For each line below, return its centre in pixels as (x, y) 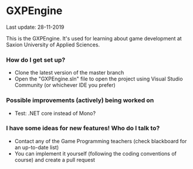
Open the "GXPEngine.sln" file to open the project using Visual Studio (99, 79)
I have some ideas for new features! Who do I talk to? (83, 129)
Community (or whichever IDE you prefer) (65, 85)
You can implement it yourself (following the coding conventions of (96, 153)
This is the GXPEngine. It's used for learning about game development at (94, 38)
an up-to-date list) (37, 147)
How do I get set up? (36, 60)
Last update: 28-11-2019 (35, 27)
